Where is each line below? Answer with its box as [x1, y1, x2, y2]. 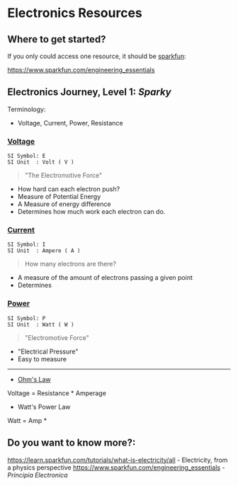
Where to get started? [7, 33, 106, 45]
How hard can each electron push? [17, 185, 120, 193]
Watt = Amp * [7, 416, 47, 424]
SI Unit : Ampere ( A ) [7, 247, 81, 254]
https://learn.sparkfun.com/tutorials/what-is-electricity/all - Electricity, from [7, 456, 228, 464]
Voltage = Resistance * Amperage [7, 388, 106, 397]
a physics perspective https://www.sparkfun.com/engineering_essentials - [7, 463, 225, 472]
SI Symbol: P [7, 315, 46, 322]
